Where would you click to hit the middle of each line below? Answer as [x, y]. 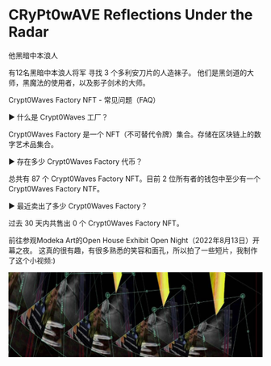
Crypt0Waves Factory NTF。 [56, 188]
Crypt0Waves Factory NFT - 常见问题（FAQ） [84, 99]
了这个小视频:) [32, 260]
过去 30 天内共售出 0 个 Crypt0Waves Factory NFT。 [96, 223]
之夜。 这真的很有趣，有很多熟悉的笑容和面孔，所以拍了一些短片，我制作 [136, 250]
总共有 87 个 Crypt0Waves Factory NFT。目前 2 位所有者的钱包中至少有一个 [134, 179]
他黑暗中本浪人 [33, 55]
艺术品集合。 [36, 144]
